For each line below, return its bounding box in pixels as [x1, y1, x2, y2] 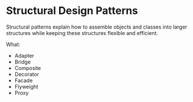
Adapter [14, 52, 35, 59]
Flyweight [14, 83, 39, 90]
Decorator [14, 71, 39, 78]
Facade [14, 77, 33, 84]
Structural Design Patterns [6, 4, 139, 17]
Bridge [14, 58, 31, 65]
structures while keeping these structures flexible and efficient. [6, 29, 158, 36]
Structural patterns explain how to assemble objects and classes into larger [6, 23, 188, 30]
